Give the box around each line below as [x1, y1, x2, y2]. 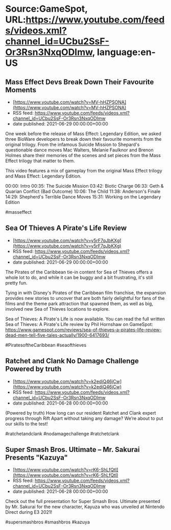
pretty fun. [5, 280, 28, 286]
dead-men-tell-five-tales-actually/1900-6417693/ [5, 332, 110, 338]
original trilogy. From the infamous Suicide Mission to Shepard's [5, 141, 140, 147]
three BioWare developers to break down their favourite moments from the [5, 136, 162, 142]
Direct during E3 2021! [5, 509, 53, 515]
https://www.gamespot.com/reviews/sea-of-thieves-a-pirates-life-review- [5, 326, 162, 333]
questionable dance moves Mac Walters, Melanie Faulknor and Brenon [5, 147, 154, 153]
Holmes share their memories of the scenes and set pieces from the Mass [5, 153, 161, 158]
